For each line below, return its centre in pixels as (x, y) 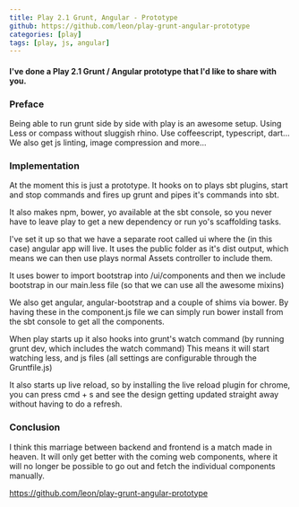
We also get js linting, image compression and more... (108, 143)
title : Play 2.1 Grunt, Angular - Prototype (94, 17)
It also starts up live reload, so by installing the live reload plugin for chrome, (150, 385)
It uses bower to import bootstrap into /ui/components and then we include (148, 275)
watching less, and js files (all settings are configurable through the (133, 358)
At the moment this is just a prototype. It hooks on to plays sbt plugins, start (149, 186)
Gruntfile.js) (31, 368)
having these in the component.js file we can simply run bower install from (146, 312)
